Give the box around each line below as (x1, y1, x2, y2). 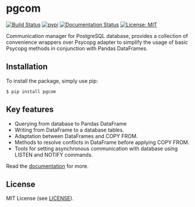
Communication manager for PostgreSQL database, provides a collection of (6, 32, 189, 39)
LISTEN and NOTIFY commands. (14, 151, 93, 158)
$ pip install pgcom (6, 88, 57, 95)
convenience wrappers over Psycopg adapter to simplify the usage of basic (6, 39, 189, 46)
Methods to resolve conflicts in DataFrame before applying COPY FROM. (14, 139, 190, 146)
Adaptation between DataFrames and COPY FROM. (14, 132, 138, 139)
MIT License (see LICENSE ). (6, 195, 74, 202)
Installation (6, 62, 48, 72)
